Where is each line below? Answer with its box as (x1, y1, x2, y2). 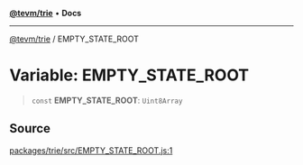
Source (9, 121, 51, 136)
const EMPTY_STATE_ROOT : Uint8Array (31, 95, 183, 105)
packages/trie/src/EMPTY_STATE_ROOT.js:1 (9, 144, 173, 156)
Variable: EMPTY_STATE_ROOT (9, 65, 250, 86)
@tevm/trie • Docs (9, 8, 82, 18)
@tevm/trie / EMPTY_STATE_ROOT (9, 33, 140, 44)
